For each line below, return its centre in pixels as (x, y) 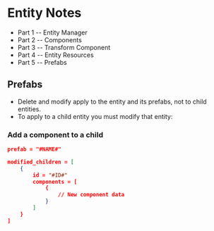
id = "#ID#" (50, 175)
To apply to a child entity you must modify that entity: (95, 116)
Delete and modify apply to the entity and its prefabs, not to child (112, 101)
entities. (29, 109)
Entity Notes (44, 13)
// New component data (91, 195)
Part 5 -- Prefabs (42, 62)
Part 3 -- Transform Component (64, 47)
